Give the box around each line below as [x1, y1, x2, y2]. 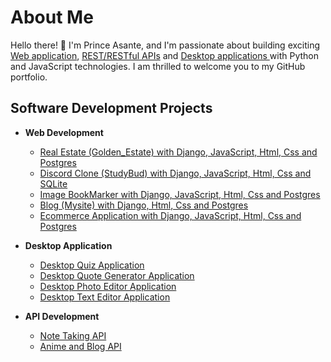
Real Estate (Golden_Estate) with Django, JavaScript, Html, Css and [39, 146, 318, 158]
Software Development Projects [10, 100, 213, 117]
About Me [10, 6, 94, 29]
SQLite [39, 177, 68, 190]
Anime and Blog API [39, 340, 122, 352]
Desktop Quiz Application [39, 259, 145, 271]
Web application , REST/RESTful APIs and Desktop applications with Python [10, 49, 320, 61]
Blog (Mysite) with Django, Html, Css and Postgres [39, 199, 249, 211]
